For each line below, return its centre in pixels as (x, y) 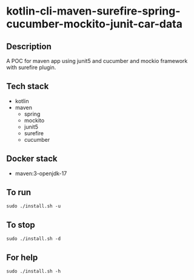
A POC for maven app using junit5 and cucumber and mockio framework (97, 61)
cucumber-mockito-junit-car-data (95, 24)
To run (19, 192)
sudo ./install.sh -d (34, 239)
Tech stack (28, 86)
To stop (21, 225)
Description (29, 46)
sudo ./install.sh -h (34, 272)
